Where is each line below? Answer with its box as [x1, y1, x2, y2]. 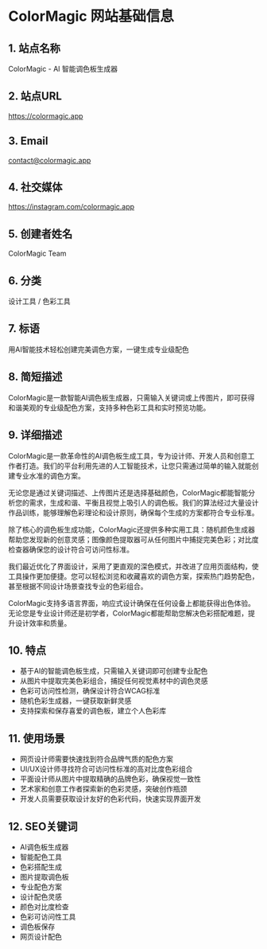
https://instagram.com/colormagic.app [8, 202, 135, 212]
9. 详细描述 [8, 428, 63, 442]
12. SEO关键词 [8, 819, 78, 833]
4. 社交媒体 [8, 181, 63, 194]
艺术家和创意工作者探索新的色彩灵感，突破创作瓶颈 [19, 784, 188, 794]
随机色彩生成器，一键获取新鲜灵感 [19, 696, 132, 705]
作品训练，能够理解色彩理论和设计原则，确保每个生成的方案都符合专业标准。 [8, 507, 259, 517]
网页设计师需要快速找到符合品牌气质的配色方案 [19, 754, 173, 764]
